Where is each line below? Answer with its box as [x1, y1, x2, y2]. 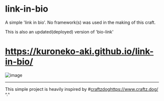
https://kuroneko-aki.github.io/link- [5, 46, 154, 57]
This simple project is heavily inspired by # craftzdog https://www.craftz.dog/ [5, 86, 159, 92]
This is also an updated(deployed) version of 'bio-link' [5, 29, 114, 34]
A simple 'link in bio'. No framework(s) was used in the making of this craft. [5, 19, 156, 25]
